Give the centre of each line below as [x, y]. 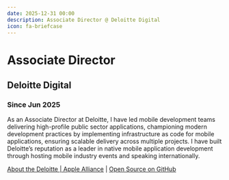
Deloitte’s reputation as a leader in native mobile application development [110, 149]
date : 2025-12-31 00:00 [41, 13]
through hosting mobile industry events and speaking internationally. [104, 156]
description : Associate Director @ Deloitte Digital [84, 20]
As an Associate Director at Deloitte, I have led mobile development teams [111, 120]
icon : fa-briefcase [35, 26]
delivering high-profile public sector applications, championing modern [107, 127]
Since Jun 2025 [34, 105]
